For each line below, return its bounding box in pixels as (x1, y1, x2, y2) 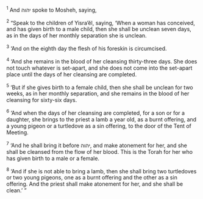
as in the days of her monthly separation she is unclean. (6, 32, 148, 39)
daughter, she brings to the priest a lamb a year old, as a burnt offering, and (6, 115, 197, 123)
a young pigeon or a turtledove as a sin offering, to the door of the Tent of (6, 122, 192, 129)
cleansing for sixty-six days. (6, 96, 77, 104)
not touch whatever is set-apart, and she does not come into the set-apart (6, 64, 193, 71)
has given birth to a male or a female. (6, 154, 99, 162)
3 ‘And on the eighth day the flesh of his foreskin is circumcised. (6, 44, 167, 52)
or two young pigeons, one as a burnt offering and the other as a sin (6, 174, 178, 181)
